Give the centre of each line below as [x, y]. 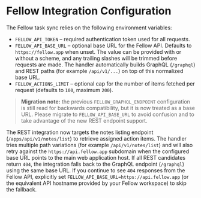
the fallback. [22, 189]
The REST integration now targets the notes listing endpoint [80, 132]
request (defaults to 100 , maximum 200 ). [64, 90]
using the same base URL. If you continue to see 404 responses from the [96, 170]
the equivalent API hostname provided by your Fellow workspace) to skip [97, 183]
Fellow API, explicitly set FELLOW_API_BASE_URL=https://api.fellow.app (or [97, 176]
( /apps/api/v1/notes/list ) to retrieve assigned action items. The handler [97, 138]
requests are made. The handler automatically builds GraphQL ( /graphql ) [105, 65]
